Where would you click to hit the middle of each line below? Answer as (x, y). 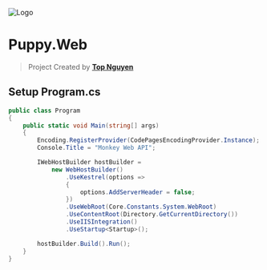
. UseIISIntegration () (101, 222)
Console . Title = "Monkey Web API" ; (97, 148)
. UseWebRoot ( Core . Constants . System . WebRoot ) (141, 207)
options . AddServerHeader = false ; (138, 192)
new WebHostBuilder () (87, 169)
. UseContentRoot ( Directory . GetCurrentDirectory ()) (152, 215)
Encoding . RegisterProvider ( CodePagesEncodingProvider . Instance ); (149, 140)
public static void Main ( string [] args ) (91, 125)
